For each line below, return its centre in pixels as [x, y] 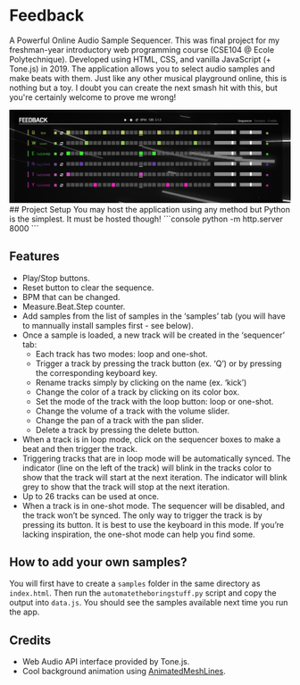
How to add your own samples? [98, 562]
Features [34, 257]
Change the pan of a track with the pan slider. [120, 420]
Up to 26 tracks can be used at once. [90, 496]
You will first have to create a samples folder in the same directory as [135, 584]
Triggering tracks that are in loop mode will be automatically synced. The [157, 458]
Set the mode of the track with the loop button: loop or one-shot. [154, 401]
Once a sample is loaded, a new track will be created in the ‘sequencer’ [154, 335]
